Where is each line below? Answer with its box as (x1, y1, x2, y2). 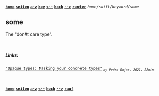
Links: (5, 52, 19, 58)
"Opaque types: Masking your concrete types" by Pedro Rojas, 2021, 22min (5, 66, 154, 72)
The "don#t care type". (5, 31, 53, 37)
